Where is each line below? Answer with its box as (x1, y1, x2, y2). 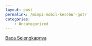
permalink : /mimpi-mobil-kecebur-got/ (5, 12, 87, 17)
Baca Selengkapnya (5, 35, 47, 41)
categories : (5, 16, 30, 21)
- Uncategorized (14, 21, 49, 26)
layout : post (5, 7, 33, 12)
